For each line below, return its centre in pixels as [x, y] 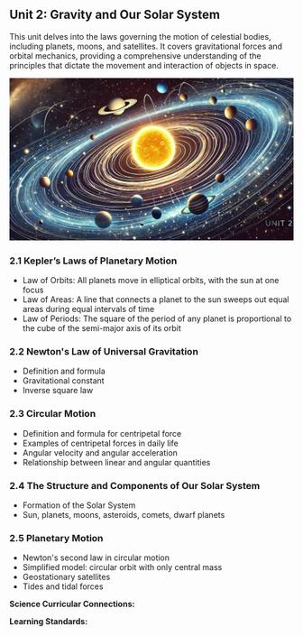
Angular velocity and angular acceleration [100, 452]
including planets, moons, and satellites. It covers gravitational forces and [146, 46]
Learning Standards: [49, 622]
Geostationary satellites [66, 577]
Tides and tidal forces [63, 586]
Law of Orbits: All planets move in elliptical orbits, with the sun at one [151, 281]
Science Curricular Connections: [72, 604]
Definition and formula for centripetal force [102, 433]
